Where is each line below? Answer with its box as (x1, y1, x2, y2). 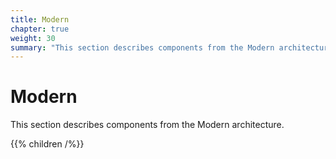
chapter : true (10, 24, 70, 34)
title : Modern (10, 14, 70, 25)
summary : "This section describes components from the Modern (10, 42, 275, 53)
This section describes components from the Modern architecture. (10, 119, 285, 131)
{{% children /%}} (10, 138, 85, 150)
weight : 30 (10, 33, 56, 43)
